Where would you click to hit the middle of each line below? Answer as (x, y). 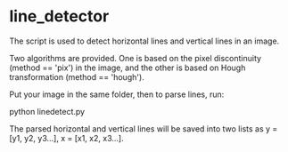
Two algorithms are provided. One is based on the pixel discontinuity (135, 58)
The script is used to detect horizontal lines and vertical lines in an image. (144, 41)
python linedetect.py (47, 111)
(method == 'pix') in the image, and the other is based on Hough (128, 68)
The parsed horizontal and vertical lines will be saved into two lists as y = (144, 128)
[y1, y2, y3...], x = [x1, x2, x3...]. (66, 138)
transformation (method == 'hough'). (77, 76)
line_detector (59, 16)
